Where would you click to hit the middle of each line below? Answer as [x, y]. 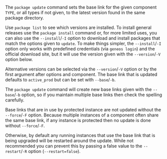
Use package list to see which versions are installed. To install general [78, 27]
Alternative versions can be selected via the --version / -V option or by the [81, 69]
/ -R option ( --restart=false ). [51, 151]
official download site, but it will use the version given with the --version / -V [83, 54]
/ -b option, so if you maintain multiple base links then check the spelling [88, 95]
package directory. [24, 18]
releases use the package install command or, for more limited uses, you [81, 33]
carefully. [15, 100]
